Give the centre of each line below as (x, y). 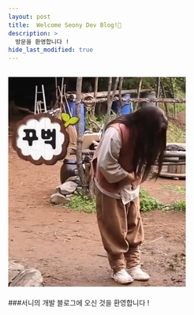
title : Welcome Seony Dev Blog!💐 (65, 25)
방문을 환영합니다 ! (42, 42)
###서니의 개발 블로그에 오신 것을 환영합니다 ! (79, 302)
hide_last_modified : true (50, 50)
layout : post (30, 17)
